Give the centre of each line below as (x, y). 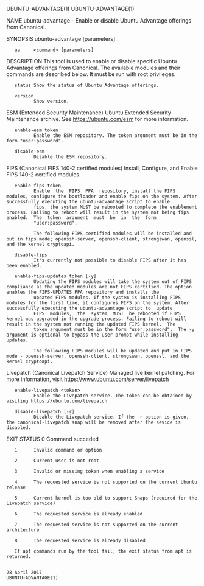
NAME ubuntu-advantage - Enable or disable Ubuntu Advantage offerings (99, 20)
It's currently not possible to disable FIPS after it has (110, 260)
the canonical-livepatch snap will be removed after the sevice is (94, 422)
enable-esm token (37, 130)
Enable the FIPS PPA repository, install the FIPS (104, 191)
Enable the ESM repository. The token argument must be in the (115, 136)
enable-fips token (38, 186)
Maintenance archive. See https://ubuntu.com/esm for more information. (97, 119)
